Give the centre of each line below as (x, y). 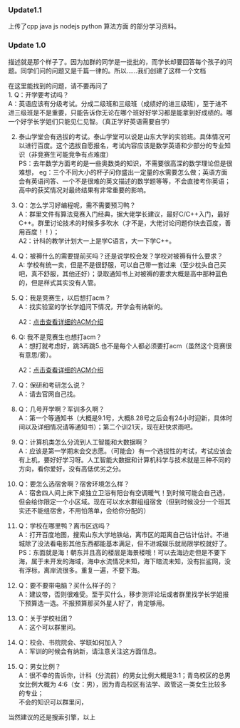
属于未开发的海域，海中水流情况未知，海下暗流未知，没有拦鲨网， (128, 561)
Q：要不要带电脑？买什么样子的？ (68, 585)
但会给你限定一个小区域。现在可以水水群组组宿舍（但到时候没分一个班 (121, 501)
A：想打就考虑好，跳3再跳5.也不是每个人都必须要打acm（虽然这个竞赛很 (125, 345)
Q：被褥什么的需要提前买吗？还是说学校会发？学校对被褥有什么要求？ (121, 256)
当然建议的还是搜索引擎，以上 (52, 717)
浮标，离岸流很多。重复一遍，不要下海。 (84, 570)
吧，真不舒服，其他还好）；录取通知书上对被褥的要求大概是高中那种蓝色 (123, 274)
